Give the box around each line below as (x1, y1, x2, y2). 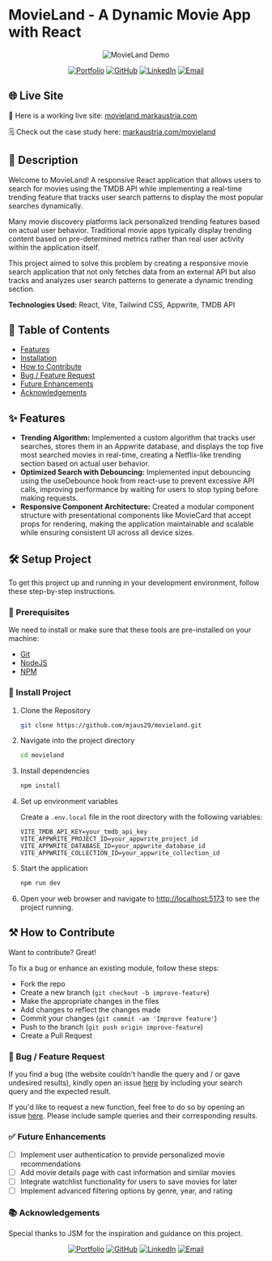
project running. (19, 902, 74, 912)
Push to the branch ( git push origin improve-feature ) (19, 1022, 204, 1031)
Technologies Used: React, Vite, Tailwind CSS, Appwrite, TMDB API (8, 299, 236, 309)
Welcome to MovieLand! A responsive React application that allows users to (8, 174, 261, 184)
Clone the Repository (19, 705, 91, 715)
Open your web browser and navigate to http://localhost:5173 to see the (19, 894, 261, 904)
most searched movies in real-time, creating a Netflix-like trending (19, 450, 241, 460)
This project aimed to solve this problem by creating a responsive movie (8, 258, 249, 268)
